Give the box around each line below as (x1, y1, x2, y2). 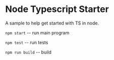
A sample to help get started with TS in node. (5, 20, 99, 26)
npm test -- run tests (5, 39, 48, 45)
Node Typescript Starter (5, 3, 109, 15)
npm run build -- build (5, 49, 52, 55)
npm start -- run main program (5, 29, 70, 35)
